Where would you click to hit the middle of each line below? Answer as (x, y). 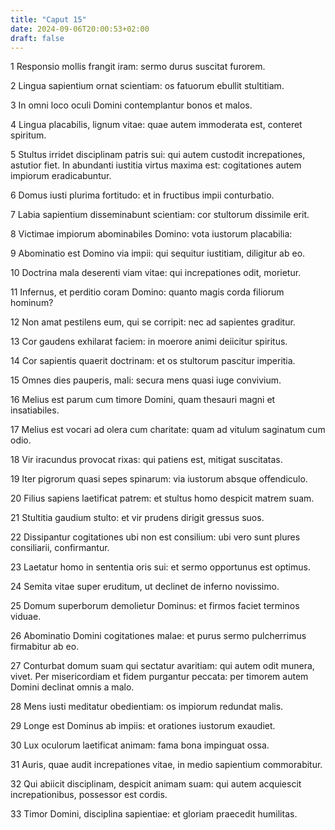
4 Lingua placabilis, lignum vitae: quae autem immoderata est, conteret (156, 125)
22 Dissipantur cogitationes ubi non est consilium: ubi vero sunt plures (155, 537)
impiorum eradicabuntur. (61, 176)
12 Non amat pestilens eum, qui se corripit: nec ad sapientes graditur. (153, 322)
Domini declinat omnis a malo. (72, 687)
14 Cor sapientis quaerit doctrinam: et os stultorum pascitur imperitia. (153, 361)
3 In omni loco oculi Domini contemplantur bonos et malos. (131, 105)
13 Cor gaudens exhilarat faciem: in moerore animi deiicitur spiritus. (149, 342)
